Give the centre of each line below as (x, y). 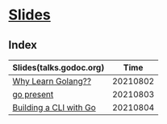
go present (33, 94)
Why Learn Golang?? (52, 81)
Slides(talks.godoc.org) (58, 68)
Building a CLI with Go (54, 107)
